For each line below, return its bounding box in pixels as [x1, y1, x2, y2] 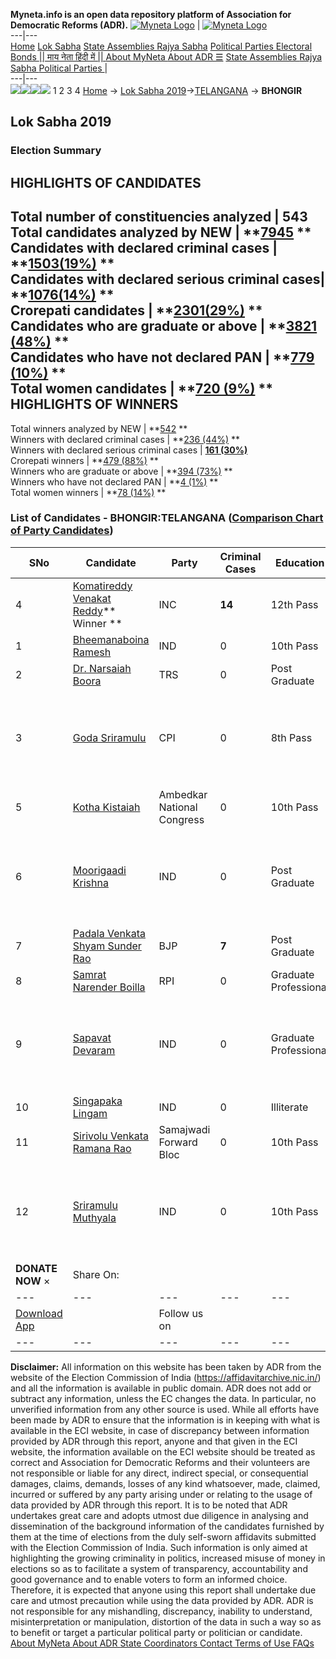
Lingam [72, 1106, 108, 1120]
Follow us [158, 1306, 204, 1320]
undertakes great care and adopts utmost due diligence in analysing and [10, 1509, 309, 1521]
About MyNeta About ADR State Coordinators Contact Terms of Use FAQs [10, 1637, 315, 1649]
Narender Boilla [72, 980, 146, 994]
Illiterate [270, 1100, 309, 1114]
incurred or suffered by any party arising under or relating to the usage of [10, 1488, 313, 1500]
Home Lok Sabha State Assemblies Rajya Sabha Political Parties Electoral [10, 40, 313, 52]
